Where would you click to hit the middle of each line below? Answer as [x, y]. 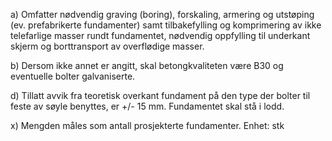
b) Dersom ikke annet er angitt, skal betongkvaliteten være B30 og [147, 65]
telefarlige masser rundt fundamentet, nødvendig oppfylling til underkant [160, 35]
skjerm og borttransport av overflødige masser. [107, 46]
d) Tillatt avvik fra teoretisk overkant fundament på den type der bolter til [160, 95]
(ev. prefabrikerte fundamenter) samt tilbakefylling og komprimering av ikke [166, 25]
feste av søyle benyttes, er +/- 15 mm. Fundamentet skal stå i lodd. [147, 106]
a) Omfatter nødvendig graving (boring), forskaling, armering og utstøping [162, 14]
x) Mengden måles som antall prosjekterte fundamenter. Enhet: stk [147, 125]
